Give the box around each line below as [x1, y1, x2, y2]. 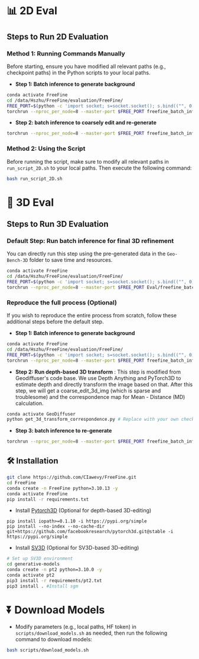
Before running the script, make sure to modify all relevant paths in [6, 158, 169, 165]
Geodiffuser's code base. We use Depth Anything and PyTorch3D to [15, 374, 181, 381]
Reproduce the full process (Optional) [6, 298, 118, 307]
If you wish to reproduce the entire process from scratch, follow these [6, 312, 177, 319]
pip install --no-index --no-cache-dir [6, 524, 105, 530]
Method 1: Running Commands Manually [6, 49, 126, 57]
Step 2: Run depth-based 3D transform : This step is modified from [15, 368, 181, 375]
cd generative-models [6, 561, 60, 567]
